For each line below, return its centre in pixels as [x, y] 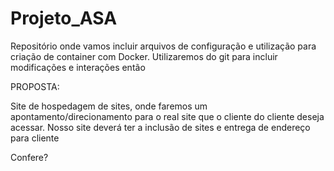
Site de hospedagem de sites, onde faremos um [109, 106]
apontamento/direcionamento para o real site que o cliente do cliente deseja [167, 116]
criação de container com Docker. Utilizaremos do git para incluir [144, 56]
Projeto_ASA [64, 18]
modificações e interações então [78, 67]
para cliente [35, 138]
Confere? [29, 157]
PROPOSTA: [35, 86]
